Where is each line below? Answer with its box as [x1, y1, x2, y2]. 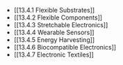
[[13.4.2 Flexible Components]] [13, 13, 103, 22]
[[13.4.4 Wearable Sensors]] [13, 28, 95, 36]
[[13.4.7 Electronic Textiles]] [13, 50, 94, 59]
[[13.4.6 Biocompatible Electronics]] [13, 43, 117, 51]
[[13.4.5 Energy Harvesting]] [13, 36, 95, 44]
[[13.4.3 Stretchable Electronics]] [13, 21, 108, 29]
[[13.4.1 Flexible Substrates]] [13, 6, 95, 14]
